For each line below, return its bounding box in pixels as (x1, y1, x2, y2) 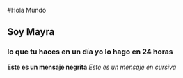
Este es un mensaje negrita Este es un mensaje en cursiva (7, 63, 177, 71)
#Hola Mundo (7, 6, 47, 14)
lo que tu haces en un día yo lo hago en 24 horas (7, 47, 173, 56)
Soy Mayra (7, 26, 55, 38)
